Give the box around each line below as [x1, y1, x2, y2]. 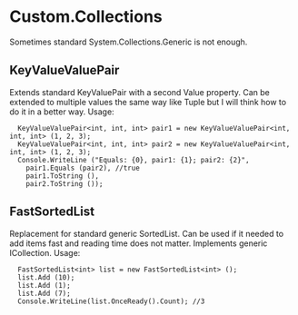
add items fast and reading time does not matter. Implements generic [9, 238, 268, 249]
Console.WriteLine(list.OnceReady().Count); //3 [17, 297, 205, 306]
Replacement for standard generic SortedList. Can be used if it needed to [9, 228, 284, 239]
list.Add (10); [17, 272, 75, 282]
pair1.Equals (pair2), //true [25, 163, 141, 172]
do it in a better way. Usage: [9, 106, 115, 117]
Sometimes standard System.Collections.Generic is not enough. [9, 36, 248, 47]
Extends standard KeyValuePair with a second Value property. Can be [9, 86, 270, 97]
